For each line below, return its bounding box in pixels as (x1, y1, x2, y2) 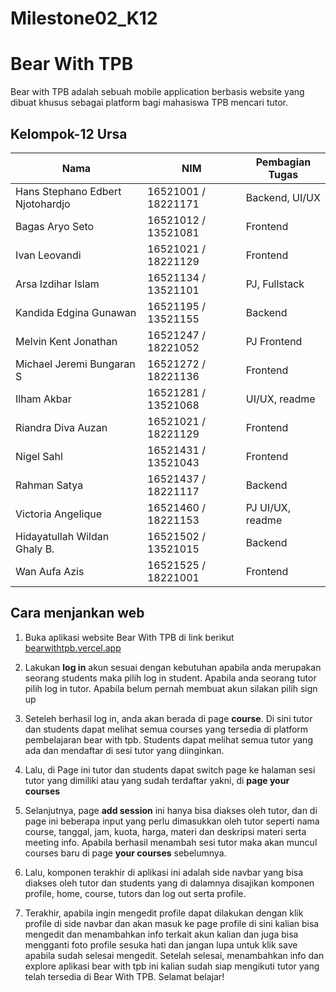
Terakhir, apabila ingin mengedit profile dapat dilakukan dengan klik (24, 907, 304, 919)
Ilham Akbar (15, 392, 72, 406)
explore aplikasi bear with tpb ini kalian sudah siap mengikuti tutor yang (24, 960, 320, 972)
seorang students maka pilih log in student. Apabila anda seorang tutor (24, 672, 317, 684)
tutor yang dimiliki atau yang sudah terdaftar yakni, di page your (24, 774, 290, 786)
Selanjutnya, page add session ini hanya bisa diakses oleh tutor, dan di (24, 804, 318, 816)
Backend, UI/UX (245, 190, 321, 204)
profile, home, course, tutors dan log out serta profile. (24, 887, 247, 899)
